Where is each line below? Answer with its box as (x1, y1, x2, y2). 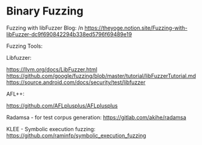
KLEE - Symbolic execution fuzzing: (6, 125, 96, 132)
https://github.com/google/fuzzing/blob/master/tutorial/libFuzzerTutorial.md (6, 72, 196, 79)
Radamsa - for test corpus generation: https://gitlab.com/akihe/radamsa (6, 114, 187, 121)
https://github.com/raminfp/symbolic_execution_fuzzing (6, 132, 147, 139)
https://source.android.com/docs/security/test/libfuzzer (6, 79, 146, 86)
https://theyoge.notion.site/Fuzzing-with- (84, 24, 188, 31)
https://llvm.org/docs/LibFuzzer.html (6, 65, 98, 73)
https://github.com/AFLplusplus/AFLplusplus (6, 101, 118, 109)
